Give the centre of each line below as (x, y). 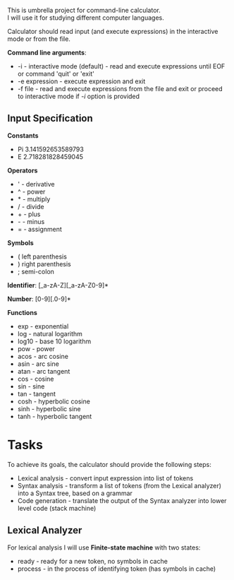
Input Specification (50, 118)
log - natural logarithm (50, 333)
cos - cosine (36, 379)
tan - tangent (37, 393)
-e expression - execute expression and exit (81, 81)
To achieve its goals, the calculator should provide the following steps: (109, 464)
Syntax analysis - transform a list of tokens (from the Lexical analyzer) (119, 485)
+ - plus (29, 214)
